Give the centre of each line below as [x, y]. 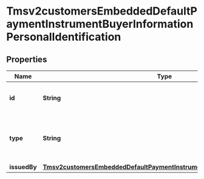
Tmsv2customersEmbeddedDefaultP [102, 11]
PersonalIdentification [64, 37]
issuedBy [23, 167]
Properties [27, 59]
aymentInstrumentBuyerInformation [100, 24]
